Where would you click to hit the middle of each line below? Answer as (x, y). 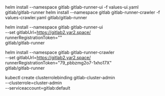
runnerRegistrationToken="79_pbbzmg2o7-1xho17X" (59, 63)
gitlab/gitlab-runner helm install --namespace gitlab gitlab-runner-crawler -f (83, 12)
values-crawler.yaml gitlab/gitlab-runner (46, 17)
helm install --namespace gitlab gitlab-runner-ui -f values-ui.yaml (72, 7)
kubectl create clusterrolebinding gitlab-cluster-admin (60, 78)
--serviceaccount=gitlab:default (38, 88)
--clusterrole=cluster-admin (34, 83)
